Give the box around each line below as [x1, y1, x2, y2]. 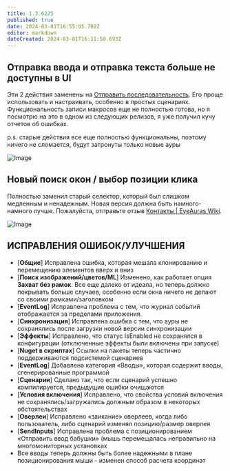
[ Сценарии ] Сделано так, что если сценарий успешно [17, 375, 178, 383]
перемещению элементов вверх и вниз [17, 265, 134, 274]
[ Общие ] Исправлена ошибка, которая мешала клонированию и [17, 258, 208, 266]
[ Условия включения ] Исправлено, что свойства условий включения [17, 390, 223, 399]
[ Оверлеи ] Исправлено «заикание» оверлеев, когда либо [17, 412, 188, 421]
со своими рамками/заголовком [17, 294, 114, 303]
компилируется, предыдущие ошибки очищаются [17, 383, 164, 391]
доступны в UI [7, 72, 72, 83]
